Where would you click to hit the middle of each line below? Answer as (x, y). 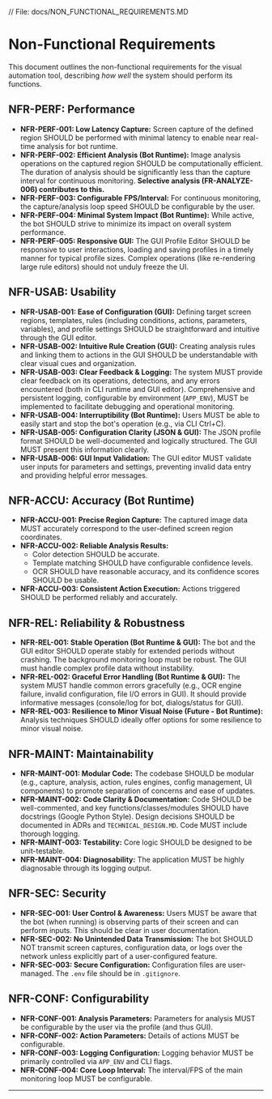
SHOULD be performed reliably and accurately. (99, 598)
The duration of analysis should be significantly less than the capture (135, 172)
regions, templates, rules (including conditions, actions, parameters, (134, 320)
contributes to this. (72, 189)
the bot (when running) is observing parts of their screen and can (129, 922)
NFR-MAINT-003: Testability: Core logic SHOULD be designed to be (136, 842)
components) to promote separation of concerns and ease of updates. (138, 790)
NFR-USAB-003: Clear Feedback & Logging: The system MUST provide (141, 372)
